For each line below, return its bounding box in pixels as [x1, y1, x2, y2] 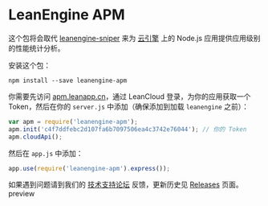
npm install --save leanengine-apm [8, 76, 128, 84]
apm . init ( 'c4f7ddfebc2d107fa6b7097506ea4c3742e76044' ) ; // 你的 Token [8, 125, 247, 134]
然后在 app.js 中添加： [8, 148, 83, 158]
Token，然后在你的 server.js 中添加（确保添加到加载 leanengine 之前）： [8, 101, 249, 111]
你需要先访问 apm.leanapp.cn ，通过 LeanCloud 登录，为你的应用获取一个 [8, 91, 251, 101]
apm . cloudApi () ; [8, 133, 63, 141]
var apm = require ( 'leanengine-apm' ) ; [8, 117, 138, 126]
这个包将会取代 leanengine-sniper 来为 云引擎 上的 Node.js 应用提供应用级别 [8, 33, 261, 43]
